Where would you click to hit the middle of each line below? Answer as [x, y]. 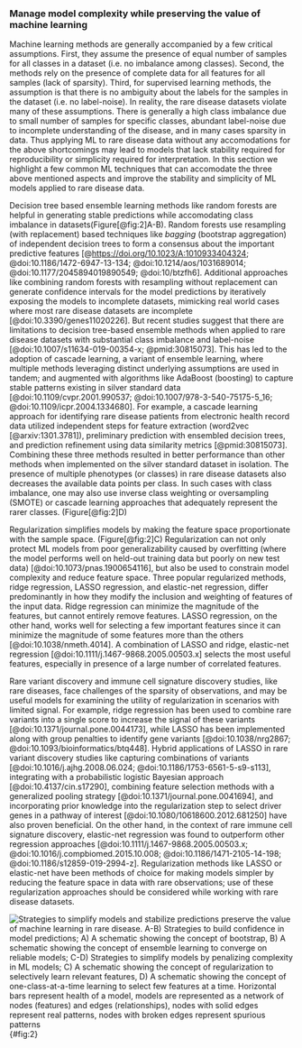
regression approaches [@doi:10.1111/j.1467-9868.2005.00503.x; [129, 844]
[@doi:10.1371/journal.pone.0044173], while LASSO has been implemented [147, 730]
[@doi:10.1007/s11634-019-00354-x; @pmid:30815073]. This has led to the [148, 349]
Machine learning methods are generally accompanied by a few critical [141, 44]
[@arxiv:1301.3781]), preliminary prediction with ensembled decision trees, [147, 436]
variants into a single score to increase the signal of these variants [133, 720]
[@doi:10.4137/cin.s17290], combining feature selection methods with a [142, 786]
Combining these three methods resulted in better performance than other [147, 455]
